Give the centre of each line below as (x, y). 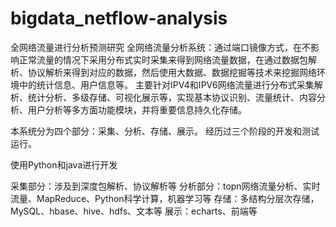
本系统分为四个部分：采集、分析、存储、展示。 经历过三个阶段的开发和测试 (165, 131)
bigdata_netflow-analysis (119, 18)
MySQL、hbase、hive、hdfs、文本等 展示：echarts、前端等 (134, 211)
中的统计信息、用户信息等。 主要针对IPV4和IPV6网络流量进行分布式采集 (166, 84)
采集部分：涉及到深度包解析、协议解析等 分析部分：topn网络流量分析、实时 (165, 186)
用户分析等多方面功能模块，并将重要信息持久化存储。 (137, 109)
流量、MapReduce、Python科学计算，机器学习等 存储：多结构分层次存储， (165, 198)
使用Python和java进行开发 (64, 164)
